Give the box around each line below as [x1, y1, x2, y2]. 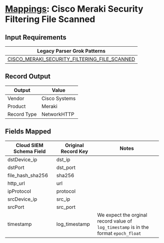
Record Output [5, 72, 51, 81]
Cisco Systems [41, 95, 76, 102]
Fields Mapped [5, 128, 51, 136]
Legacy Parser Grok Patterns [37, 48, 106, 54]
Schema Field [13, 148, 46, 154]
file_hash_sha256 [7, 172, 48, 179]
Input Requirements [5, 33, 67, 41]
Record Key [61, 148, 88, 154]
